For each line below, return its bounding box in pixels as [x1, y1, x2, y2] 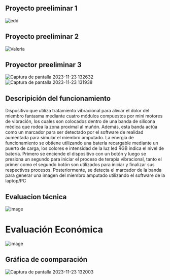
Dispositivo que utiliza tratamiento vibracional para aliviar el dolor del [5, 108, 150, 114]
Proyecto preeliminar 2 [5, 33, 79, 41]
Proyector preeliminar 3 [5, 60, 82, 69]
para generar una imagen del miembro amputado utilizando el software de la [5, 172, 165, 178]
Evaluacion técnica [5, 193, 67, 201]
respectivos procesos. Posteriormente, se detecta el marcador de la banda [5, 167, 162, 173]
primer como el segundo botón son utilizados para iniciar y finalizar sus [5, 162, 155, 168]
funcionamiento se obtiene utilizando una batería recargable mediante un [5, 140, 158, 146]
